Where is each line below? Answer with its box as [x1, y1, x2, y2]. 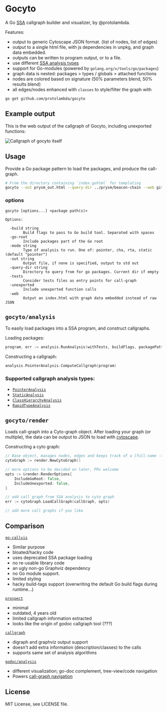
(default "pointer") [5, 252, 48, 257]
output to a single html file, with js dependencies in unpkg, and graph [12, 44, 154, 50]
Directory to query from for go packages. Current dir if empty [23, 269, 159, 274]
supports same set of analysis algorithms [12, 649, 97, 656]
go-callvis [5, 535, 28, 540]
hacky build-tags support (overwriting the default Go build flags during [12, 581, 158, 587]
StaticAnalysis [12, 392, 44, 398]
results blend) [12, 81, 41, 87]
